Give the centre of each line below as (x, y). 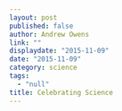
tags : (19, 76)
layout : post (33, 17)
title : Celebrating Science (61, 92)
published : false (41, 26)
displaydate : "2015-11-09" (59, 51)
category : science (43, 68)
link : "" (25, 43)
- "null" (33, 84)
